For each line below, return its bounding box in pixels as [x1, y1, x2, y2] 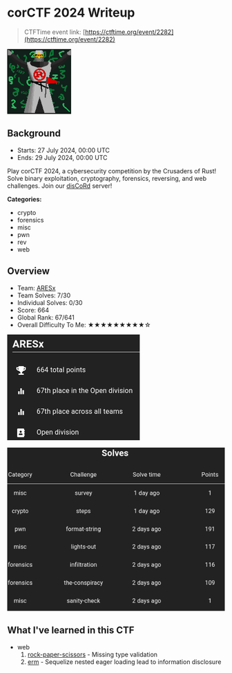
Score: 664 [17, 306, 50, 314]
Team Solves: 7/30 [17, 291, 71, 299]
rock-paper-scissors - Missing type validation [27, 650, 157, 658]
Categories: [7, 195, 42, 203]
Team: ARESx [17, 283, 56, 292]
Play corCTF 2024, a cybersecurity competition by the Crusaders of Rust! [7, 166, 217, 175]
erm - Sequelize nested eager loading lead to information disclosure [27, 657, 222, 666]
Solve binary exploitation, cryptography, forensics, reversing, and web [7, 174, 207, 182]
